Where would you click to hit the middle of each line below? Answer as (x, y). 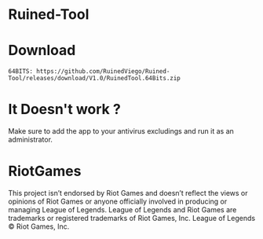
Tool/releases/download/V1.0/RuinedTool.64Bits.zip (94, 79)
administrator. (31, 140)
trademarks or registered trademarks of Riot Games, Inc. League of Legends (132, 218)
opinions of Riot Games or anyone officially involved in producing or (118, 201)
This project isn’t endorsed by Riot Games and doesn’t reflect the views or (128, 193)
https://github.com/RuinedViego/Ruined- (103, 72)
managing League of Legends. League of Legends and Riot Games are (122, 210)
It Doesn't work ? (65, 110)
